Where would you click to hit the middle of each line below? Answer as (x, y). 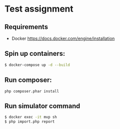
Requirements (26, 27)
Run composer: (28, 80)
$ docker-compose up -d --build (37, 65)
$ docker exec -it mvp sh (31, 117)
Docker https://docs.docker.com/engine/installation (63, 38)
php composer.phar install (32, 91)
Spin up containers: (35, 54)
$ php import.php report (30, 122)
